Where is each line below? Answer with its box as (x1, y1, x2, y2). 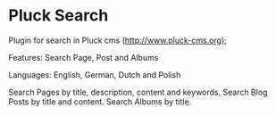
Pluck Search (8, 5, 109, 26)
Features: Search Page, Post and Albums (8, 52, 159, 62)
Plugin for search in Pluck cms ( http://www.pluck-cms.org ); (8, 35, 227, 46)
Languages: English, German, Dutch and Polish (8, 69, 181, 80)
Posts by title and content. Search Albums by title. (8, 95, 192, 107)
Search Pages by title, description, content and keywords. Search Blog (8, 87, 268, 97)
